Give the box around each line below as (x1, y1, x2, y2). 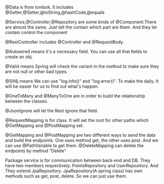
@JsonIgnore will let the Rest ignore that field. (5, 108, 98, 113)
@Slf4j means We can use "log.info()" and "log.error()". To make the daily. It (5, 78, 159, 84)
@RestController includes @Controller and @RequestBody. (5, 39, 124, 45)
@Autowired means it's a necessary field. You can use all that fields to (5, 49, 147, 54)
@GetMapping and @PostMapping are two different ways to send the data (5, 132, 156, 138)
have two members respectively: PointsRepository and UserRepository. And (5, 163, 159, 168)
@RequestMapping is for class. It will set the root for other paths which (5, 117, 149, 123)
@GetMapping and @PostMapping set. (5, 123, 84, 128)
